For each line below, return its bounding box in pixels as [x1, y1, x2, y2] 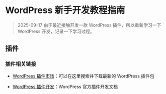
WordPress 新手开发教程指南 [5, 4, 125, 16]
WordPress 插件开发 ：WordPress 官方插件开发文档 [12, 83, 118, 89]
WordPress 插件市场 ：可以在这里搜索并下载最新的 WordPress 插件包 [12, 73, 154, 79]
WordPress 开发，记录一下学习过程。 [17, 28, 95, 34]
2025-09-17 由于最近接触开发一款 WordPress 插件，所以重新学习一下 [17, 22, 161, 28]
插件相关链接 [5, 60, 37, 67]
